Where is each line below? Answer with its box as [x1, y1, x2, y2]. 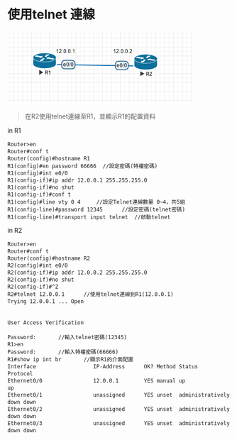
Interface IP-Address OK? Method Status [7, 363, 199, 370]
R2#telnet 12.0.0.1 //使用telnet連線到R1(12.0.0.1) [7, 290, 174, 298]
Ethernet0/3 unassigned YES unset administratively [7, 419, 231, 427]
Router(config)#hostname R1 [7, 155, 91, 162]
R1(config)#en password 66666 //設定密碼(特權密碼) [7, 163, 158, 170]
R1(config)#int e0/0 [7, 170, 69, 177]
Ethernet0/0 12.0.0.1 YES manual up [7, 377, 186, 384]
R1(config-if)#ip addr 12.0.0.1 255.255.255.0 [7, 177, 148, 184]
